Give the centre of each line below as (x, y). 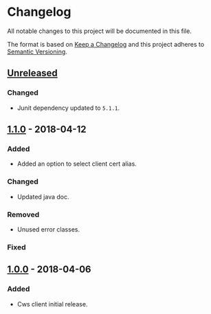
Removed (23, 214)
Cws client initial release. (52, 304)
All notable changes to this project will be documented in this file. (100, 31)
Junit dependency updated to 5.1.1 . (68, 108)
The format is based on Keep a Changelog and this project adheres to (106, 44)
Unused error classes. (48, 229)
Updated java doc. (43, 197)
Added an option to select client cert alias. (77, 164)
